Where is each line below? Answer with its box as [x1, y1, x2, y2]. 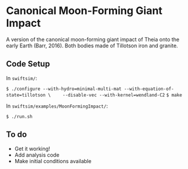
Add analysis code [14, 151, 60, 158]
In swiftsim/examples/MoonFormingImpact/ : [6, 102, 108, 109]
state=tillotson [6, 92, 46, 98]
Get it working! [14, 145, 50, 152]
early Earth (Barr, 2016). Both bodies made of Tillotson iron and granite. [6, 42, 179, 49]
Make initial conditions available [14, 157, 92, 164]
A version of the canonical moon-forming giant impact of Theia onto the [6, 36, 180, 43]
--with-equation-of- [124, 86, 175, 92]
